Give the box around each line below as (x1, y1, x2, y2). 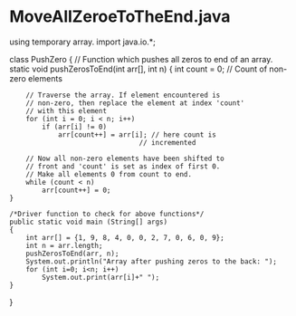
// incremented (138, 138, 196, 147)
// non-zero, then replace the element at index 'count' (25, 98, 245, 108)
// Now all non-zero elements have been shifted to (25, 154, 224, 163)
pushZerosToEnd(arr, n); (25, 249, 119, 258)
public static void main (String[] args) (9, 217, 168, 226)
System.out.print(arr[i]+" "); (42, 273, 160, 282)
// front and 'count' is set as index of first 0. (25, 161, 221, 171)
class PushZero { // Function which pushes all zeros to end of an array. (9, 53, 273, 64)
